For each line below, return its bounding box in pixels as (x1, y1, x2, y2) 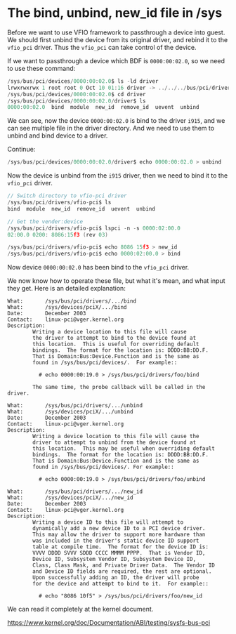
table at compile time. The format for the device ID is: (32, 543, 209, 550)
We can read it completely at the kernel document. (7, 605, 154, 614)
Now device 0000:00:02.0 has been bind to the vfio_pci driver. (7, 263, 190, 272)
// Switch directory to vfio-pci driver (7, 192, 128, 199)
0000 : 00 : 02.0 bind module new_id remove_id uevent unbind (7, 104, 199, 111)
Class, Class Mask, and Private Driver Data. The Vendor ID (32, 562, 216, 569)
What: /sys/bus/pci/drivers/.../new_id (7, 488, 143, 496)
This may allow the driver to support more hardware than (32, 531, 206, 539)
